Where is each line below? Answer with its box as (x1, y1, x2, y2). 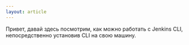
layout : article (5, 8, 47, 15)
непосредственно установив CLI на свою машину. (5, 31, 137, 39)
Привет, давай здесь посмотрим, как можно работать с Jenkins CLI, (5, 25, 183, 32)
